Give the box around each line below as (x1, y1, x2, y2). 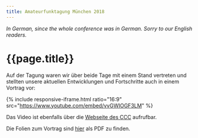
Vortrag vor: (6, 84, 36, 91)
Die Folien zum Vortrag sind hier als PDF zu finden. (6, 125, 130, 132)
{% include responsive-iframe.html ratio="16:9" (6, 95, 122, 102)
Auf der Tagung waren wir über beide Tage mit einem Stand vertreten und (6, 72, 187, 79)
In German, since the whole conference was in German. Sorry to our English (6, 25, 193, 32)
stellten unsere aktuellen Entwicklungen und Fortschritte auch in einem (6, 78, 180, 85)
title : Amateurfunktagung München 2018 (6, 8, 105, 15)
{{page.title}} (6, 52, 74, 65)
